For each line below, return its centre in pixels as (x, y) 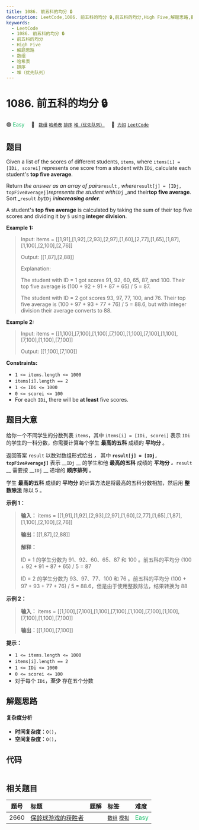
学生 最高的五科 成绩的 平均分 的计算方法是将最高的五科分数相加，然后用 (95, 482)
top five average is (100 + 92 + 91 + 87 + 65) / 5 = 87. (86, 286)
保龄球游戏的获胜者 (57, 818)
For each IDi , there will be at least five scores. (71, 400)
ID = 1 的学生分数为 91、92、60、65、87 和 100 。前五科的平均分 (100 (106, 560)
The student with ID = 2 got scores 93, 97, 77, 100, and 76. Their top (103, 298)
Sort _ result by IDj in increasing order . (53, 198)
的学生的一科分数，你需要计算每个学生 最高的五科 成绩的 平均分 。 (87, 443)
